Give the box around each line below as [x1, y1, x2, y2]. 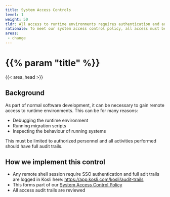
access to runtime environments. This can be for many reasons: [5, 107, 138, 114]
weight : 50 [5, 17, 28, 22]
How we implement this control [5, 158, 105, 167]
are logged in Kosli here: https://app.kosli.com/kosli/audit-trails [12, 176, 144, 182]
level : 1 [5, 12, 24, 17]
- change [7, 36, 26, 41]
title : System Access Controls [5, 7, 71, 13]
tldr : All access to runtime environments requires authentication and [5, 21, 159, 27]
